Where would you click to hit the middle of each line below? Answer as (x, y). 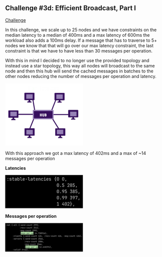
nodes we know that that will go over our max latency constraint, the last (79, 45)
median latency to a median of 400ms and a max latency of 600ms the (78, 35)
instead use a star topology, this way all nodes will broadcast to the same (80, 65)
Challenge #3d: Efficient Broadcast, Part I (71, 8)
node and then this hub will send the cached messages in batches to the (79, 71)
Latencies (16, 168)
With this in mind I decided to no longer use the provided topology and (77, 60)
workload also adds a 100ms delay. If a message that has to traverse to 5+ (81, 40)
